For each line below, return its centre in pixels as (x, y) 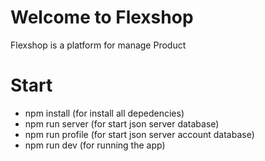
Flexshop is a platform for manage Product (98, 45)
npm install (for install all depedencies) (104, 113)
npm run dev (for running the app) (95, 145)
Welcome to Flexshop (102, 17)
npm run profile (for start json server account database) (139, 134)
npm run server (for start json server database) (122, 123)
